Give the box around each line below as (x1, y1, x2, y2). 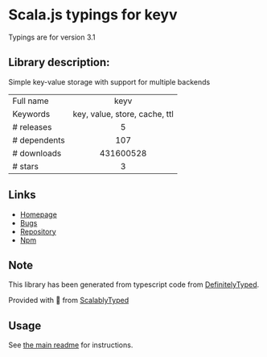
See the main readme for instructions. (8, 340, 133, 350)
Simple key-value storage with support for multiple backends (8, 77, 211, 86)
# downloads (12, 147, 62, 159)
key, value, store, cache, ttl (72, 108, 175, 119)
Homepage (19, 210, 58, 219)
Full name (12, 95, 50, 106)
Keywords (12, 108, 51, 119)
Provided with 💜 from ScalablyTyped (8, 296, 129, 305)
